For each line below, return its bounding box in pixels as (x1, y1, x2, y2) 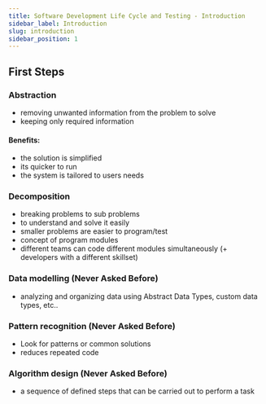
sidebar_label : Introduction (8, 20, 107, 28)
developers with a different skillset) (20, 253, 138, 262)
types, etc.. (20, 300, 59, 310)
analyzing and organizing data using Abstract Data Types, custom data (20, 291, 258, 301)
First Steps (8, 64, 65, 78)
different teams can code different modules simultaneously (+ (20, 244, 228, 253)
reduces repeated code (20, 348, 99, 358)
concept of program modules (20, 235, 119, 245)
